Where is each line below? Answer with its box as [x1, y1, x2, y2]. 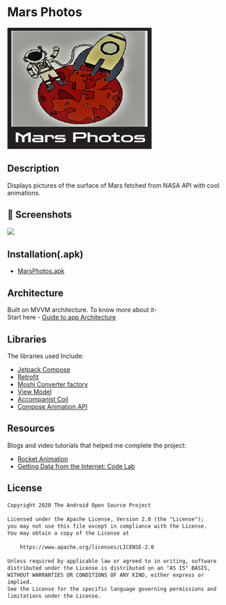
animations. [7, 188, 40, 197]
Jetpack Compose [17, 366, 71, 373]
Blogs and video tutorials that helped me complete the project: [7, 441, 187, 449]
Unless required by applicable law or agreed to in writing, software [7, 558, 217, 565]
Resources [7, 423, 55, 435]
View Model [17, 388, 52, 396]
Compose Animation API [17, 403, 88, 410]
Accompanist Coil [17, 395, 68, 403]
